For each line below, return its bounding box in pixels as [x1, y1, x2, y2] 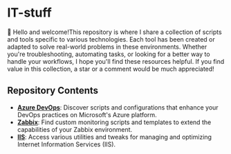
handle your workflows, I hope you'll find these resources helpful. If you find [7, 57, 225, 65]
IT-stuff [7, 5, 52, 21]
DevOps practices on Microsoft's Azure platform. [17, 110, 157, 119]
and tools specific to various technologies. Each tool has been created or [7, 35, 216, 43]
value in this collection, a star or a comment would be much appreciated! [7, 65, 214, 73]
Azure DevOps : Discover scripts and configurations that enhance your [17, 103, 219, 112]
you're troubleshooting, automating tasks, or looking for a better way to [7, 50, 210, 58]
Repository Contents [7, 85, 99, 96]
